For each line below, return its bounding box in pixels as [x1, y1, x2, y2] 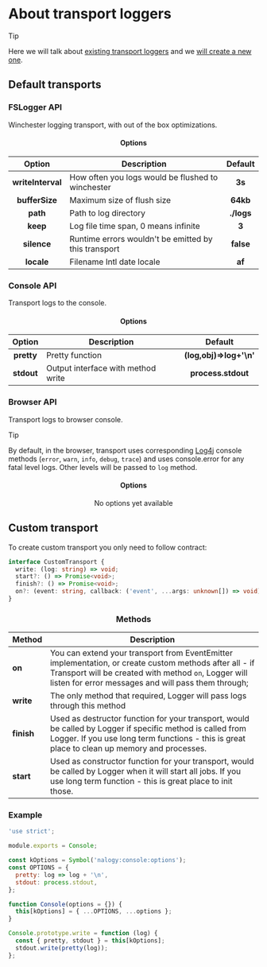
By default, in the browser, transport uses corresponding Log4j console [8, 445, 242, 455]
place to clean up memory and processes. [50, 743, 207, 754]
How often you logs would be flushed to [69, 172, 219, 183]
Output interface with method [46, 363, 157, 374]
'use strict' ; [8, 828, 56, 836]
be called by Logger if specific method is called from [50, 723, 246, 734]
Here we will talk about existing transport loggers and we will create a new [8, 46, 252, 56]
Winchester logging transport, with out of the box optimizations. [8, 120, 218, 130]
